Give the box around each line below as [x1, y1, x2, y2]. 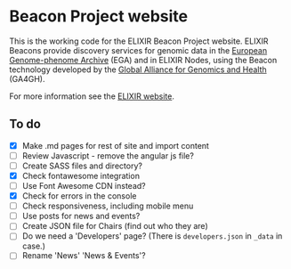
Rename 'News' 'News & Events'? [21, 250, 146, 261]
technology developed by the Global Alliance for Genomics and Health [9, 64, 267, 75]
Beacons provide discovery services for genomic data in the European [9, 45, 268, 55]
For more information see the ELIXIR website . [9, 91, 175, 102]
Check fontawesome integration [21, 170, 141, 181]
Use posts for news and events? [21, 211, 141, 222]
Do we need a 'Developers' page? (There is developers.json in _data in [21, 231, 283, 241]
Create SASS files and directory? [21, 160, 142, 171]
